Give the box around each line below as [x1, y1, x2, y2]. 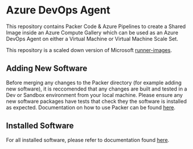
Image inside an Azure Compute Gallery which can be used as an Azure [6, 29, 179, 36]
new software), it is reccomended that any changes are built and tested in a [6, 85, 188, 92]
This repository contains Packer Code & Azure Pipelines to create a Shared [6, 23, 186, 30]
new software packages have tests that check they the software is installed [6, 98, 187, 105]
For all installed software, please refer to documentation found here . [6, 136, 170, 143]
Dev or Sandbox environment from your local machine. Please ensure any [6, 91, 183, 98]
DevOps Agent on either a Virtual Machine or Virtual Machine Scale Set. [6, 35, 178, 42]
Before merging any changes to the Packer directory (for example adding [6, 79, 182, 86]
